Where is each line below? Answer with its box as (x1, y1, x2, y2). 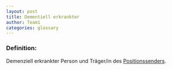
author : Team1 (6, 19, 41, 25)
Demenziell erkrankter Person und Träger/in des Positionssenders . (6, 57, 167, 64)
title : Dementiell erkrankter (6, 14, 80, 20)
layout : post (6, 8, 38, 15)
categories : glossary (6, 24, 59, 31)
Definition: (6, 44, 37, 52)
